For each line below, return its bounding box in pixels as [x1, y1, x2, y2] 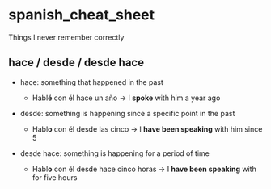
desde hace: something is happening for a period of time [19, 148, 210, 158]
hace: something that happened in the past [19, 77, 164, 86]
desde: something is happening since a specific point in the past [19, 108, 235, 118]
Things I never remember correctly [8, 32, 125, 42]
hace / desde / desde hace [8, 56, 144, 69]
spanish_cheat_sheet [8, 6, 155, 24]
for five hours [32, 172, 78, 183]
